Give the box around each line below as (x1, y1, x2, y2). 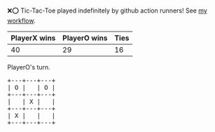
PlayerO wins (62, 33, 108, 43)
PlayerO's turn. (7, 63, 50, 71)
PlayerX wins (11, 33, 56, 43)
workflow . (7, 17, 36, 25)
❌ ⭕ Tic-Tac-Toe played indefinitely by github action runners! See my (7, 6, 208, 15)
